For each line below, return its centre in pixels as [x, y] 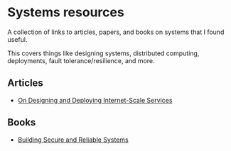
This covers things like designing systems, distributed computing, [103, 53]
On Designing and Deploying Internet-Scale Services [95, 100]
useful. [17, 39]
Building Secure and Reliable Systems [73, 140]
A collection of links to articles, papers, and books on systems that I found [116, 32]
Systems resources [66, 12]
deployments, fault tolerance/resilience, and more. [81, 60]
